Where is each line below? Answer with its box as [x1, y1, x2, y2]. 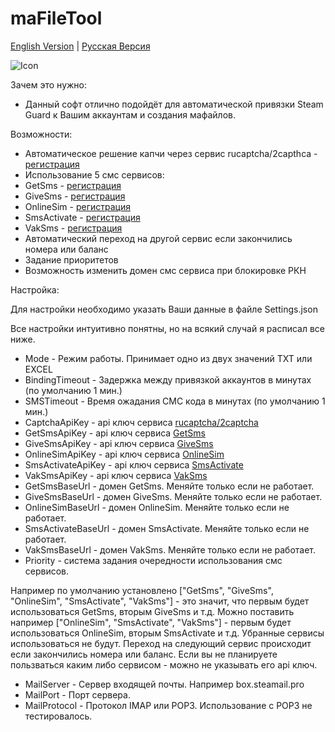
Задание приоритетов [24, 253, 119, 266]
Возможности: [10, 128, 73, 140]
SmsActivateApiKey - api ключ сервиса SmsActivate [24, 458, 244, 471]
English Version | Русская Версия [10, 40, 151, 52]
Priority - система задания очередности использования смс [24, 554, 283, 566]
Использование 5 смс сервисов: [24, 168, 165, 181]
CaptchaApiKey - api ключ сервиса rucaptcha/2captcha [24, 416, 259, 428]
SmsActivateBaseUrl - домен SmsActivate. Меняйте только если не [24, 522, 310, 534]
